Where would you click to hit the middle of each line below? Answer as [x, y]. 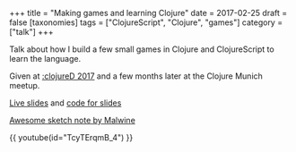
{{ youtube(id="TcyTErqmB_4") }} [71, 137]
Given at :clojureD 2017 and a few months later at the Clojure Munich [136, 76]
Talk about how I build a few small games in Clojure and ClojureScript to [142, 49]
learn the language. [45, 59]
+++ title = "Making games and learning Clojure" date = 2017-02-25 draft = [148, 13]
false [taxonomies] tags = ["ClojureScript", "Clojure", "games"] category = [146, 22]
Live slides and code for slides [65, 103]
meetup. [25, 85]
